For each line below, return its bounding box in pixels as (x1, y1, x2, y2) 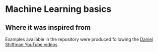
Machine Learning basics (5, 3, 112, 15)
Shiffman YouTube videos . (5, 42, 59, 48)
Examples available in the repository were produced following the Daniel (5, 36, 153, 42)
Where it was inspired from (5, 23, 91, 32)
